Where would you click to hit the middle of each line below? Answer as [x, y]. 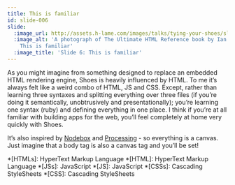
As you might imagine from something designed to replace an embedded [113, 72]
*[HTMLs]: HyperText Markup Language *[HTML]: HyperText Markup [108, 158]
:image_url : [31, 33]
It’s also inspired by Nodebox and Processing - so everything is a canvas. [113, 138]
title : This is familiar [43, 14]
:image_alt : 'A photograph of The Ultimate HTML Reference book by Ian [120, 40]
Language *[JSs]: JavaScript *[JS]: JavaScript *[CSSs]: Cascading [105, 166]
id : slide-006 [28, 20]
